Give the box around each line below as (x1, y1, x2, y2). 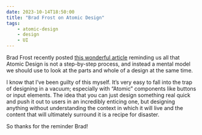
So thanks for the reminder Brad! (6, 123, 88, 130)
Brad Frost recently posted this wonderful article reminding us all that (6, 54, 180, 61)
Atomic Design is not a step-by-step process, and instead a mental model (6, 60, 190, 67)
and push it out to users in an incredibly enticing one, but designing (6, 98, 175, 105)
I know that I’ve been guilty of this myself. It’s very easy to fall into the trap (6, 78, 193, 86)
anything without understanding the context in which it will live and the (6, 105, 184, 111)
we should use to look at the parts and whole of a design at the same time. (6, 67, 193, 74)
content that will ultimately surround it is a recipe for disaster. (6, 111, 160, 118)
